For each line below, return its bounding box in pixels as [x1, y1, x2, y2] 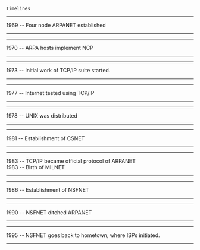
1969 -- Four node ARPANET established [6, 21, 106, 29]
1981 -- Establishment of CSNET [6, 135, 85, 142]
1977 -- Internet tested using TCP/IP [6, 90, 95, 96]
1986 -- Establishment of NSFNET [6, 186, 89, 193]
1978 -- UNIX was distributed [6, 112, 77, 119]
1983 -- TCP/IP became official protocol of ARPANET [6, 157, 136, 164]
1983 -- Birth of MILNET [6, 164, 65, 170]
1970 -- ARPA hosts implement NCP [6, 45, 94, 51]
